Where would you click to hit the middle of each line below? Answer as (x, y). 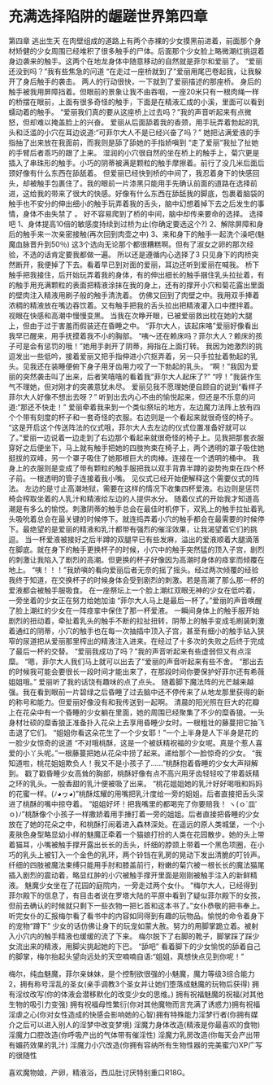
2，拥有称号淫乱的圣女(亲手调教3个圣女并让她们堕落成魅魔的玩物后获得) (129, 984)
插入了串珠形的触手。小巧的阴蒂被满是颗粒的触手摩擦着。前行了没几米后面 (133, 163)
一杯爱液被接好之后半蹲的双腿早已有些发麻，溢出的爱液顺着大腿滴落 (145, 539)
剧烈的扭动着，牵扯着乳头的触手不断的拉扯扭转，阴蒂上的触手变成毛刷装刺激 (136, 620)
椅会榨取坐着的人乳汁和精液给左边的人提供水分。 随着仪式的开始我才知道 (130, 498)
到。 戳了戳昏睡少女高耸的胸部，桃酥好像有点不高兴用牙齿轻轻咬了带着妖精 (134, 773)
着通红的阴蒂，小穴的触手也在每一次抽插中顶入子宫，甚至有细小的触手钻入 (133, 631)
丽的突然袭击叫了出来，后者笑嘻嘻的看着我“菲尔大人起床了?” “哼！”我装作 (131, 376)
